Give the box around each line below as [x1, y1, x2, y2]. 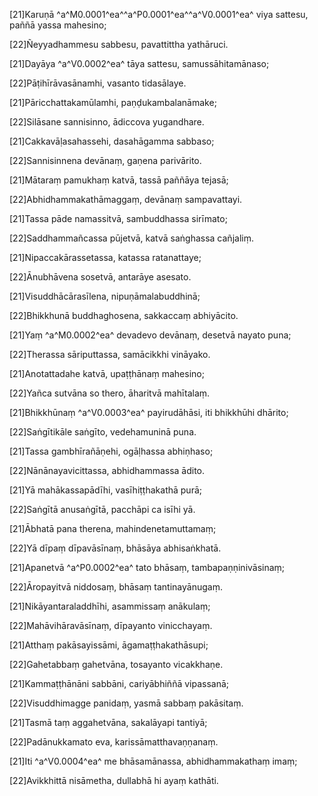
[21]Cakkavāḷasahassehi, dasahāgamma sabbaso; [9, 135, 215, 147]
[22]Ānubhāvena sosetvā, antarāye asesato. [9, 271, 192, 283]
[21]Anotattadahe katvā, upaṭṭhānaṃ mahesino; [9, 368, 205, 379]
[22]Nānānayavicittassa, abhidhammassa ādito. [9, 465, 206, 476]
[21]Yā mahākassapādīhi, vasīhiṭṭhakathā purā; [9, 484, 202, 496]
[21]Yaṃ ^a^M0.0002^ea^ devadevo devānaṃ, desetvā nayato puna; [9, 329, 292, 341]
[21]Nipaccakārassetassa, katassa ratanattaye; [9, 252, 202, 263]
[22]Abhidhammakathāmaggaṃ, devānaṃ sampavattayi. [9, 194, 243, 205]
